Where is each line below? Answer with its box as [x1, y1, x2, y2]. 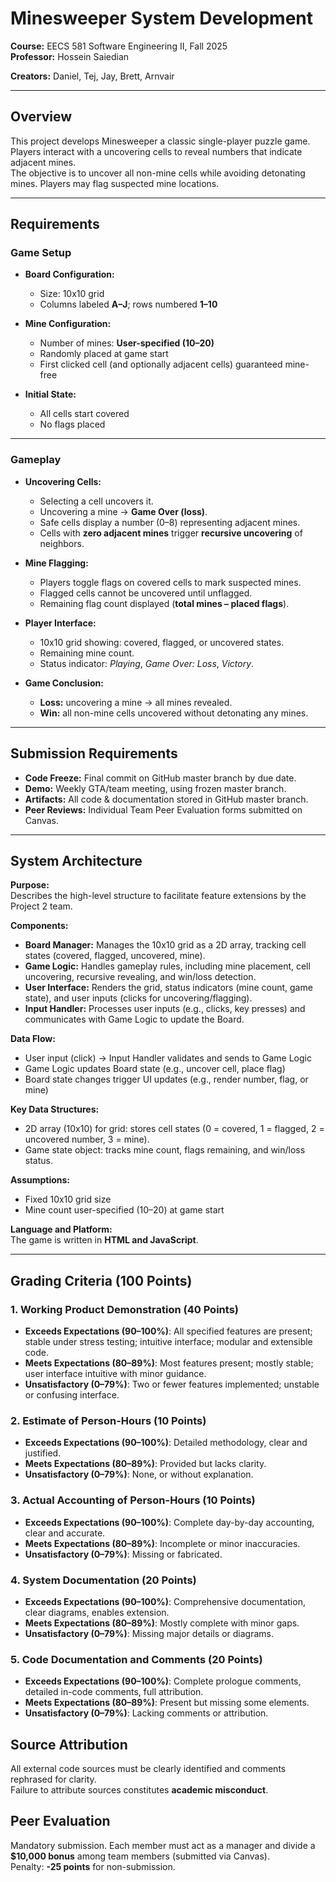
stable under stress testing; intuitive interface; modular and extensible [24, 1336, 313, 1348]
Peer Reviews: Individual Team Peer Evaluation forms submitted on [24, 803, 303, 816]
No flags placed [39, 418, 106, 431]
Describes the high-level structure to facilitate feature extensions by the [10, 890, 307, 902]
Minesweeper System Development [10, 7, 314, 30]
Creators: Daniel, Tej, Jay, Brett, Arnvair [10, 70, 175, 82]
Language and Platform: [10, 1223, 113, 1236]
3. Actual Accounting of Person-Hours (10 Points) [10, 1493, 256, 1507]
